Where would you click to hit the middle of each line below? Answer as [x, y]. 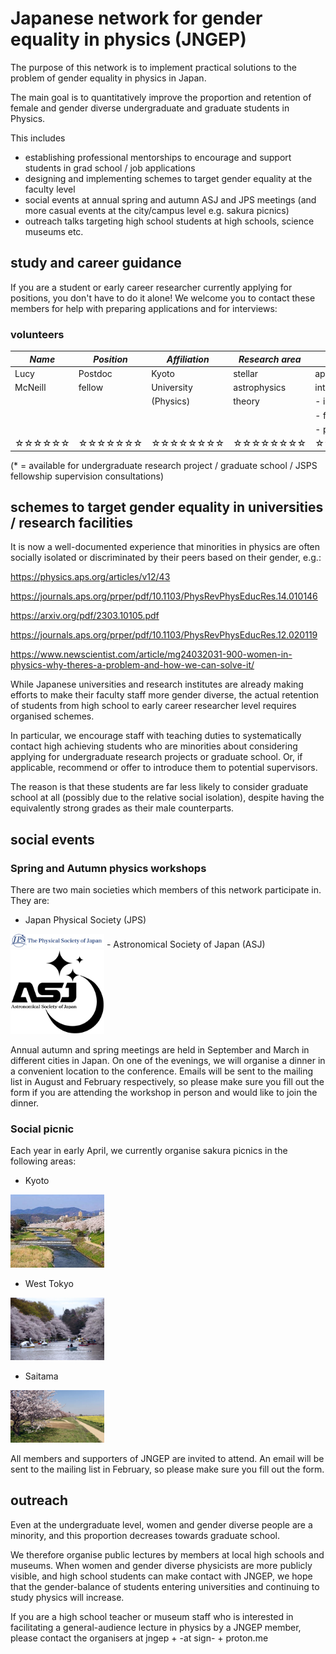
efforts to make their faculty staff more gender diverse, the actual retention [165, 695]
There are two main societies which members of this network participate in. [166, 890]
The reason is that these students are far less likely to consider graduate [159, 787]
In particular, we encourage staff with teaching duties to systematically [156, 736]
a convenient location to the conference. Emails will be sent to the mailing [162, 1071]
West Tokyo [49, 1283]
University [172, 388]
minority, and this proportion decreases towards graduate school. [145, 1535]
